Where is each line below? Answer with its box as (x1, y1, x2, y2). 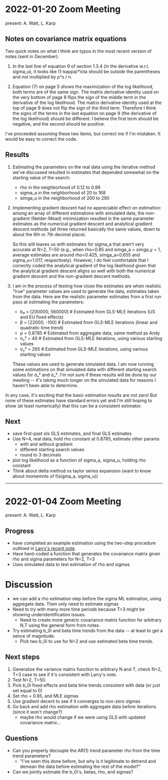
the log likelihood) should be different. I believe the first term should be (12, 116, 159, 122)
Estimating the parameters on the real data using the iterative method (12, 164, 155, 170)
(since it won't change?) (12, 709, 62, 715)
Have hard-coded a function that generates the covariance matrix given (12, 551, 160, 557)
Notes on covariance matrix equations (5, 35, 127, 43)
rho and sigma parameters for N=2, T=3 (12, 556, 95, 562)
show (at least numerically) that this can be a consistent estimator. (5, 403, 142, 409)
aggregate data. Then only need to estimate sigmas (12, 601, 119, 607)
